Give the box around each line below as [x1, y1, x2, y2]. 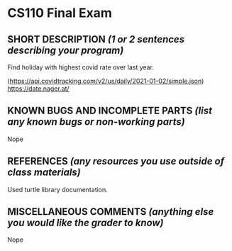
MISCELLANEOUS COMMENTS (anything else [7, 206, 214, 218]
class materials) [7, 167, 81, 179]
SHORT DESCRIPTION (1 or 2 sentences [7, 33, 185, 45]
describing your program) [7, 44, 124, 56]
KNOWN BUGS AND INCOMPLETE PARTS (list [7, 105, 213, 117]
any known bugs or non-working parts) [7, 116, 186, 128]
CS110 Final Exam [7, 5, 112, 21]
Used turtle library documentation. [7, 185, 108, 194]
